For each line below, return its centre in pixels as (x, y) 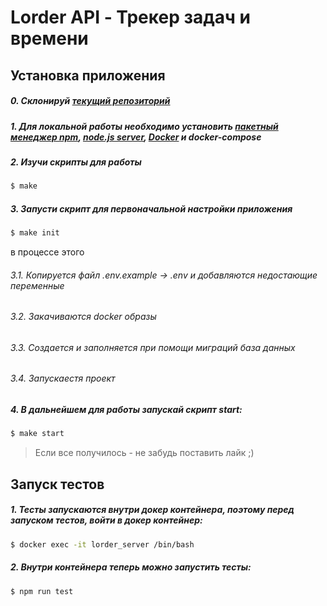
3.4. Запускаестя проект (63, 378)
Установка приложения (88, 75)
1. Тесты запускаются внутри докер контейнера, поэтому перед (152, 510)
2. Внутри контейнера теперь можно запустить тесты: (131, 567)
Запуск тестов (57, 484)
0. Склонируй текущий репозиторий (90, 101)
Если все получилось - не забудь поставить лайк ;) (144, 453)
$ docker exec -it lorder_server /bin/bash (102, 544)
